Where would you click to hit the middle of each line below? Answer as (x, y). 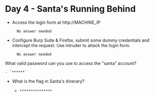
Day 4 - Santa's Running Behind (70, 9)
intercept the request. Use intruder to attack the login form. (71, 45)
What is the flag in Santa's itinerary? (48, 81)
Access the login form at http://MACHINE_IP (56, 22)
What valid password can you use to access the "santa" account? (71, 63)
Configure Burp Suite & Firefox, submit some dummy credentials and (81, 40)
